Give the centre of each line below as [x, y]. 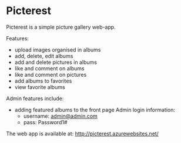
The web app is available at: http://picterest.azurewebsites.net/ [82, 134]
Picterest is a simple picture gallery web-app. [61, 27]
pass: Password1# [45, 122]
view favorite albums [40, 87]
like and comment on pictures [51, 74]
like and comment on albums [49, 68]
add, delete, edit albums [44, 56]
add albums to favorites [43, 81]
